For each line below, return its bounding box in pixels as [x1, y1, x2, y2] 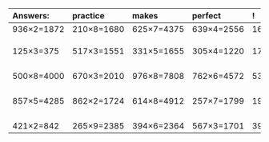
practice [71, 10, 105, 21]
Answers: [12, 10, 50, 21]
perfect [191, 10, 222, 21]
